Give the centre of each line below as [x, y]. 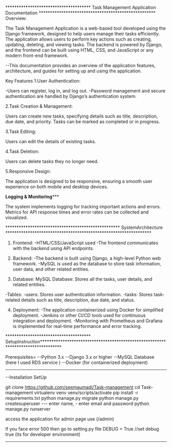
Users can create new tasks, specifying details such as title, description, [82, 116]
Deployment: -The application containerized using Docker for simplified [88, 310]
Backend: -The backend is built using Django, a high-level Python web [87, 258]
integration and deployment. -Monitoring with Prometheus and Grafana [88, 321]
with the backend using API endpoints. [53, 248]
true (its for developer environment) [43, 434]
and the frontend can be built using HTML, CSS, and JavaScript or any [80, 50]
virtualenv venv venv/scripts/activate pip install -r [86, 393]
